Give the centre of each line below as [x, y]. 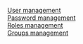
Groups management [38, 33]
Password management [41, 18]
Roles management [35, 25]
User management [34, 10]
